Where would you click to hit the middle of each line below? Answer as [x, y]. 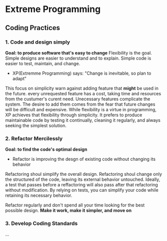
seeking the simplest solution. [36, 125]
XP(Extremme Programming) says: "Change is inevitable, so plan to [82, 73]
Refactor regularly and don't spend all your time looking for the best [75, 205]
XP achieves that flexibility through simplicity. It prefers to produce [74, 115]
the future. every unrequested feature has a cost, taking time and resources [83, 93]
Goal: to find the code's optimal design [46, 149]
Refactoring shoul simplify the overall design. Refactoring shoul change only [84, 174]
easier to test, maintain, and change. [43, 63]
